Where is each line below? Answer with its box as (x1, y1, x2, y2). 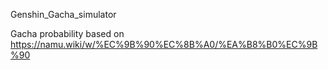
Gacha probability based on (10, 28, 125, 39)
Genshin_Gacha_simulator (10, 9, 117, 20)
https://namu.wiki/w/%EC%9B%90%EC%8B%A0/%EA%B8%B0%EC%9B (10, 39, 318, 50)
